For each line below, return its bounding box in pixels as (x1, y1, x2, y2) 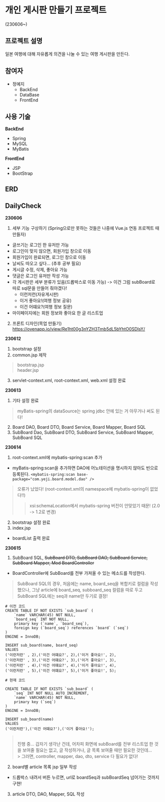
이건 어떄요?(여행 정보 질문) (19, 303, 73, 309)
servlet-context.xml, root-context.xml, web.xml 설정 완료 (12, 377, 126, 383)
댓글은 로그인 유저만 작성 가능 (12, 273, 69, 279)
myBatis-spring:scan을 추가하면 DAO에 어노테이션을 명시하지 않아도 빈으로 (12, 465, 159, 471)
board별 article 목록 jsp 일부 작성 (12, 763, 77, 770)
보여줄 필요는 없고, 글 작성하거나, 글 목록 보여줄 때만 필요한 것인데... (22, 747, 152, 753)
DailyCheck (5, 201, 42, 210)
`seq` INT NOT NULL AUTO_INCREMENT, (14, 691, 90, 696)
